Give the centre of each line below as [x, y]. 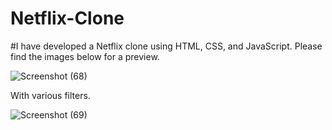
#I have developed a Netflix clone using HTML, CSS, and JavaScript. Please [166, 46]
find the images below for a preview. [85, 56]
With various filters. [50, 95]
